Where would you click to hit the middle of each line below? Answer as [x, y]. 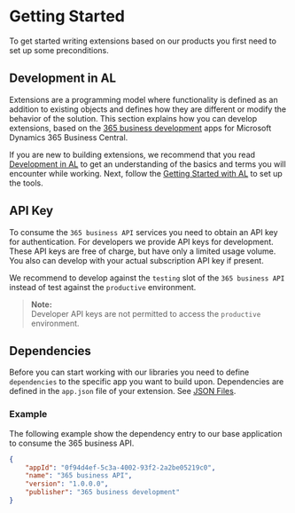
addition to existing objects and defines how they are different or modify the [147, 109]
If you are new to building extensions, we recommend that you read [132, 154]
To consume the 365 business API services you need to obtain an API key [144, 232]
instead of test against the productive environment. [103, 287]
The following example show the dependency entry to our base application [146, 433]
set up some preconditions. [59, 50]
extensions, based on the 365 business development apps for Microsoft [140, 128]
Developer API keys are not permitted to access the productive [146, 313]
